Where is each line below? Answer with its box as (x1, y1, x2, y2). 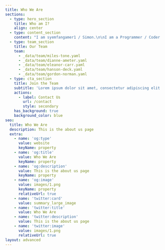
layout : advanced (5, 237, 41, 243)
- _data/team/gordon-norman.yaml (18, 72, 87, 77)
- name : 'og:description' (14, 164, 68, 169)
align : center (14, 26, 43, 31)
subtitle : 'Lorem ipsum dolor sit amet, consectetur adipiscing (14, 85, 149, 91)
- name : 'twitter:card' (14, 196, 63, 201)
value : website (18, 141, 50, 146)
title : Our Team (14, 44, 48, 49)
